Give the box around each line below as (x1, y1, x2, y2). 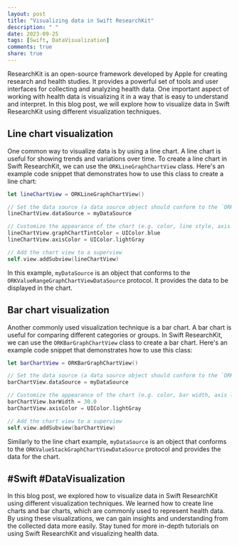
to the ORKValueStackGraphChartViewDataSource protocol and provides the (7, 445, 221, 453)
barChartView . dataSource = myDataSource (7, 379, 129, 386)
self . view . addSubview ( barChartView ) (7, 424, 116, 431)
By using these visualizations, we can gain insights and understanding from (7, 514, 229, 523)
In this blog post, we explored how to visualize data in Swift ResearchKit (7, 492, 218, 500)
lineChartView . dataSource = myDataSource (7, 210, 132, 217)
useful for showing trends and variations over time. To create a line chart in (7, 154, 228, 163)
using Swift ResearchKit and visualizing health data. (7, 529, 159, 538)
